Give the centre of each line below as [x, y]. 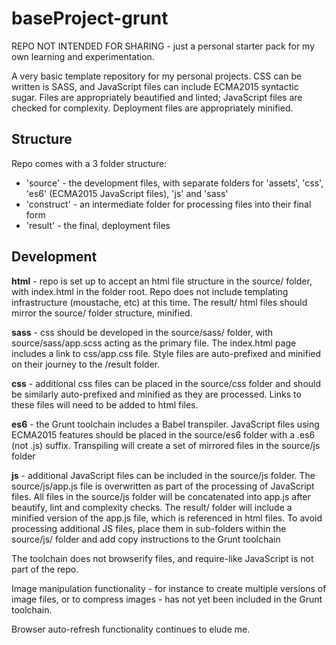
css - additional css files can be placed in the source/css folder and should [166, 383]
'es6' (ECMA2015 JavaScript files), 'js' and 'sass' [127, 193]
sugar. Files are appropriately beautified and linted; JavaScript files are [157, 97]
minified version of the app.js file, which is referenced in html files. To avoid [167, 518]
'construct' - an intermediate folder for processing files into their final [168, 204]
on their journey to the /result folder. [86, 364]
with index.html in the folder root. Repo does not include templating [150, 291]
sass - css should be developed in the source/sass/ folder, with [142, 332]
